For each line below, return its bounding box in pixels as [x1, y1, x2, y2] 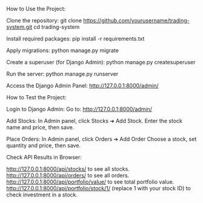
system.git [6, 24, 33, 30]
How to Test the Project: [6, 94, 67, 101]
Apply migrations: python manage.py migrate [6, 47, 119, 54]
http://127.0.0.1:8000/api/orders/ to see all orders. [6, 172, 130, 179]
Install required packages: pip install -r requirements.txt [6, 35, 145, 42]
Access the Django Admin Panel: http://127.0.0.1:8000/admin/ [6, 82, 159, 89]
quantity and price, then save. [6, 142, 81, 149]
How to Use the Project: [6, 5, 66, 12]
